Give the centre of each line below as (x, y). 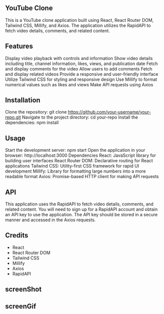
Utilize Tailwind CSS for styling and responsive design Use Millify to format (81, 79)
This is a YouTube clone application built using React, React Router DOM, (80, 20)
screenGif (21, 306)
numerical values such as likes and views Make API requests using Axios (79, 84)
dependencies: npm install (32, 123)
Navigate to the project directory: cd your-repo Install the (80, 117)
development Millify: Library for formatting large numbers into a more (76, 171)
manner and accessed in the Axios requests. (50, 220)
